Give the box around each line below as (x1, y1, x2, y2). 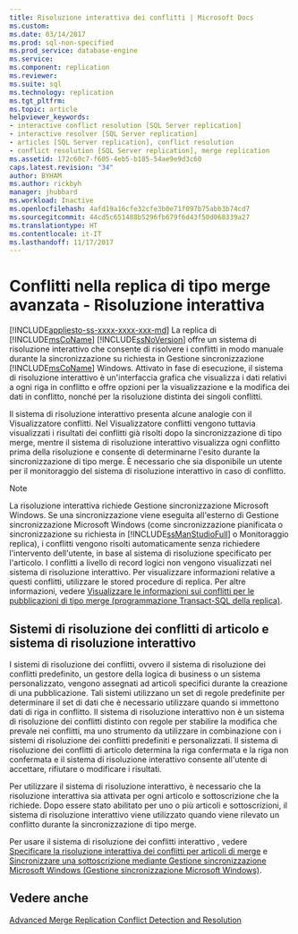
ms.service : (9, 55, 54, 64)
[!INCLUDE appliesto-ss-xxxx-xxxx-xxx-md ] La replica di (9, 325, 217, 335)
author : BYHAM (9, 171, 63, 180)
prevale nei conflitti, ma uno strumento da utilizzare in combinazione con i (9, 726, 282, 736)
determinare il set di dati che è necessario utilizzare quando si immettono (9, 697, 279, 708)
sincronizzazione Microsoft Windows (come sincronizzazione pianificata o (9, 520, 284, 531)
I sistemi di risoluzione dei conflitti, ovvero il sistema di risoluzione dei (9, 659, 267, 669)
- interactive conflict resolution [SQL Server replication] (9, 122, 243, 131)
